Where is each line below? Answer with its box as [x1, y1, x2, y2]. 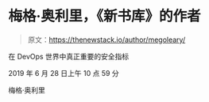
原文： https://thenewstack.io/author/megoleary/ [27, 35, 186, 44]
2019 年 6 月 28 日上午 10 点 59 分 [8, 68, 119, 77]
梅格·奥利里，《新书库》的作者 [8, 7, 201, 25]
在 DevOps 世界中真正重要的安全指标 [8, 51, 130, 61]
